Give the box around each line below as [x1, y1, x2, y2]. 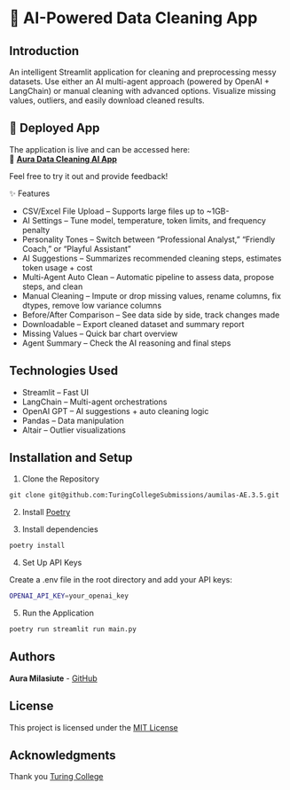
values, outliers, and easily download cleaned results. [9, 95, 206, 106]
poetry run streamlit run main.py [9, 625, 137, 634]
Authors [9, 649, 56, 664]
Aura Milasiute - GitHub [9, 673, 98, 684]
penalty [21, 224, 51, 235]
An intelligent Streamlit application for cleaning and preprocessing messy [9, 66, 277, 77]
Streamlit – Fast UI [21, 387, 89, 397]
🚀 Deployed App [9, 121, 100, 136]
